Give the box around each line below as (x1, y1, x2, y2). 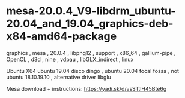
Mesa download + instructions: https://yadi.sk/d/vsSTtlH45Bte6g (6, 85, 167, 92)
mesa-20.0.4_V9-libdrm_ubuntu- (6, 4, 176, 18)
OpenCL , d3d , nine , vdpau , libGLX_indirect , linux (6, 56, 134, 63)
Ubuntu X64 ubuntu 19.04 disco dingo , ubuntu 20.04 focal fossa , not (6, 67, 179, 74)
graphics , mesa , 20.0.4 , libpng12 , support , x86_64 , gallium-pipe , (6, 49, 176, 56)
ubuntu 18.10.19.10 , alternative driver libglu (6, 73, 111, 81)
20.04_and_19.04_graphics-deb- (6, 17, 174, 30)
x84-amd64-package (6, 30, 117, 43)
